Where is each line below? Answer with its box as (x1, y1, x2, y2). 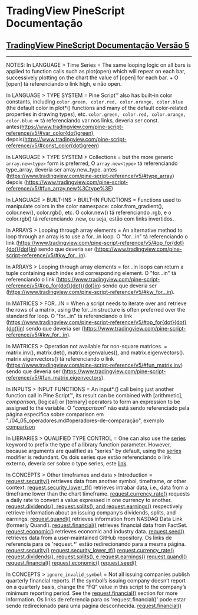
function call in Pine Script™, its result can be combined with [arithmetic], (6, 392, 183, 399)
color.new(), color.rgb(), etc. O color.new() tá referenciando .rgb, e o (6, 209, 172, 216)
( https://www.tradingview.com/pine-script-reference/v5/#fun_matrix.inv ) (6, 362, 183, 368)
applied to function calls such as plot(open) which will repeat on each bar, (6, 68, 186, 75)
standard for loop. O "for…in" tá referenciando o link (6, 312, 133, 319)
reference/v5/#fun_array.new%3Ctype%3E (6, 185, 112, 192)
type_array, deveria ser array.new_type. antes (6, 166, 117, 173)
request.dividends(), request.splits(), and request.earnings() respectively (6, 503, 183, 510)
